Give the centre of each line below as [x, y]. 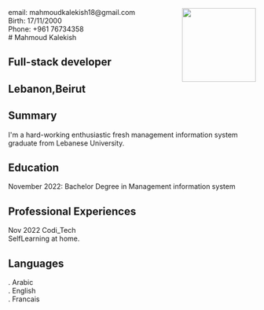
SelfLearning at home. [44, 238]
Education [34, 167]
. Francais [24, 299]
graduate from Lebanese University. [66, 143]
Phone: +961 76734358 [46, 29]
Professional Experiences [72, 211]
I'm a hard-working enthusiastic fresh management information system [123, 135]
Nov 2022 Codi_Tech [42, 231]
